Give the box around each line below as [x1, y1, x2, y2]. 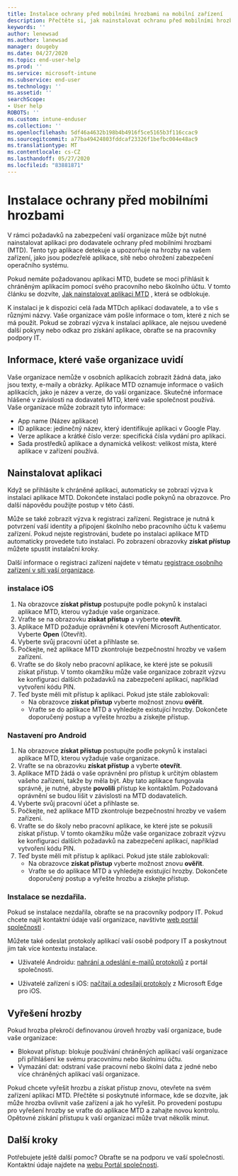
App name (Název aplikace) [17, 416, 99, 425]
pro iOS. [17, 987, 42, 995]
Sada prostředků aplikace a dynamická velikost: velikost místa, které [17, 439, 217, 447]
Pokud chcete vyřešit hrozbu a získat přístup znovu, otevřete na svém [7, 1084, 211, 1092]
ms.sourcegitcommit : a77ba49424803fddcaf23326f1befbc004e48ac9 [7, 135, 198, 142]
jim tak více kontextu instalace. [7, 944, 98, 953]
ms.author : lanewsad [7, 37, 69, 44]
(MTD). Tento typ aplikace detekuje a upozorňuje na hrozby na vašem [7, 246, 211, 254]
